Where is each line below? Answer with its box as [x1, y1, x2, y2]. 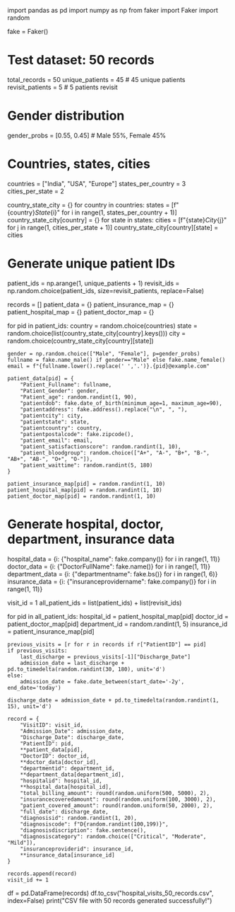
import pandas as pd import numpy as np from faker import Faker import [7, 6, 219, 14]
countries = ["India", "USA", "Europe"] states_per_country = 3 [7, 179, 186, 188]
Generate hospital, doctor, [7, 516, 164, 532]
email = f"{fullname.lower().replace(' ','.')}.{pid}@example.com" [7, 363, 210, 370]
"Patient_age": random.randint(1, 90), [20, 393, 138, 401]
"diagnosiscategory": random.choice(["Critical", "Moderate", [20, 833, 207, 840]
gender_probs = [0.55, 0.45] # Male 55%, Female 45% [7, 131, 167, 139]
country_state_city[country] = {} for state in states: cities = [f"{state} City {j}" [7, 215, 227, 224]
